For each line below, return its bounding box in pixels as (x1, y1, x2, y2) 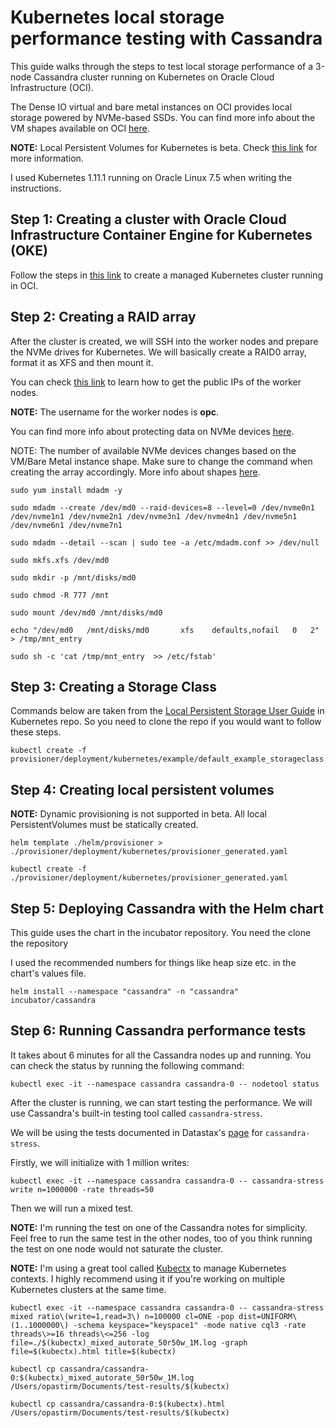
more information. (10, 152, 84, 164)
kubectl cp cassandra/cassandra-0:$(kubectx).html (10, 1399, 226, 1409)
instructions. (10, 182, 62, 194)
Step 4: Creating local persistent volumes (10, 781, 275, 798)
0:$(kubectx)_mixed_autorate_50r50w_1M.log (10, 1372, 195, 1383)
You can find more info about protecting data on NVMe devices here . (10, 425, 295, 437)
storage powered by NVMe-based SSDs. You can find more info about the (10, 111, 316, 123)
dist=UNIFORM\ (238, 1311, 298, 1321)
